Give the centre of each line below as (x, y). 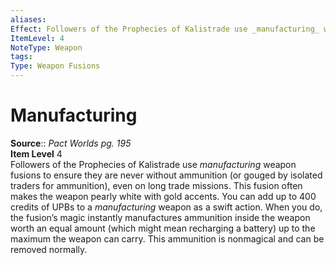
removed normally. (49, 249)
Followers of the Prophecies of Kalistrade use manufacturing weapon (153, 164)
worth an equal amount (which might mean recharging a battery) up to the (163, 228)
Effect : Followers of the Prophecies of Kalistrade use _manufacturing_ (165, 29)
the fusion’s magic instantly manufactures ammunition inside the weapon (160, 217)
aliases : (28, 19)
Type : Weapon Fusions (55, 66)
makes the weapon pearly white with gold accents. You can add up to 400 (163, 196)
